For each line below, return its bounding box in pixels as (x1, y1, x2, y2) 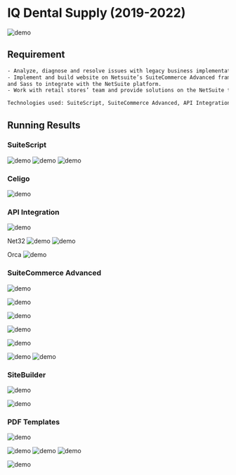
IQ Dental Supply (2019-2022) (7, 5, 186, 21)
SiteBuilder (7, 369, 46, 379)
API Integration (7, 208, 60, 217)
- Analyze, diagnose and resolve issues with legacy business (7, 67, 193, 75)
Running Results (7, 119, 81, 131)
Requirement (7, 49, 65, 61)
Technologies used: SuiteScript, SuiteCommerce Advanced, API (7, 100, 193, 107)
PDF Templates (7, 417, 60, 426)
